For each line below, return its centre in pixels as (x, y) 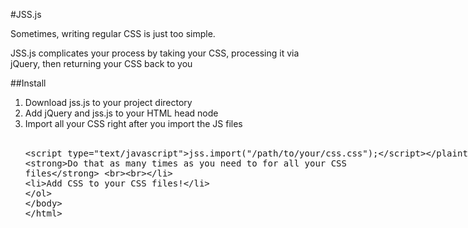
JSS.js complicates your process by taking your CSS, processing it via (155, 53)
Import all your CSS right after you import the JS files (133, 123)
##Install (28, 83)
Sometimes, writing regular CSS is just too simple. (113, 33)
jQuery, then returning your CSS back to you (101, 63)
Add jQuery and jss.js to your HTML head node (121, 113)
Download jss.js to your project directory (108, 102)
